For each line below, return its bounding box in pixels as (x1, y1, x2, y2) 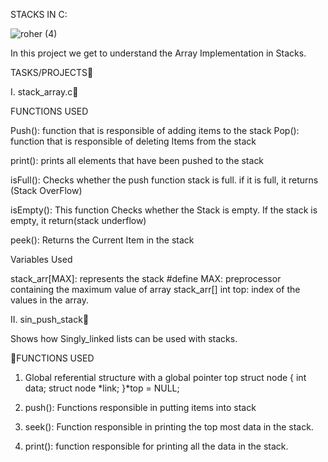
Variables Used (10, 254, 73, 265)
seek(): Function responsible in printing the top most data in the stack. (24, 421, 314, 433)
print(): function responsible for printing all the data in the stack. (24, 440, 289, 452)
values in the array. (10, 294, 89, 306)
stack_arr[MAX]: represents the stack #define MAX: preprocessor (10, 273, 282, 284)
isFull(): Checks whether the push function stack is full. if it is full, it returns (10, 174, 319, 186)
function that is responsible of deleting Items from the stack (10, 135, 257, 147)
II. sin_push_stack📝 (10, 314, 90, 325)
